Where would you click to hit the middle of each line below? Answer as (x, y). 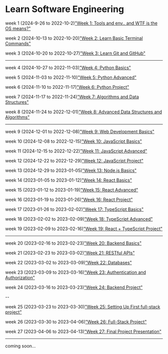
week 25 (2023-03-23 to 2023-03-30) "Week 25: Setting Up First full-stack (83, 306)
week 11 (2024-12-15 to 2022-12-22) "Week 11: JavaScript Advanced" (76, 151)
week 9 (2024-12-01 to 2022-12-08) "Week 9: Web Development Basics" (80, 131)
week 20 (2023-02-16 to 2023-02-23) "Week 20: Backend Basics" (73, 243)
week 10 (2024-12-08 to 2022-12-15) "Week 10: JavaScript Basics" (74, 141)
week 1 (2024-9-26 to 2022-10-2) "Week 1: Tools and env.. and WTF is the (81, 23)
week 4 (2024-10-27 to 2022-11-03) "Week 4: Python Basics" (68, 67)
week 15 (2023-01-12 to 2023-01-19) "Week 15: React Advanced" (72, 190)
